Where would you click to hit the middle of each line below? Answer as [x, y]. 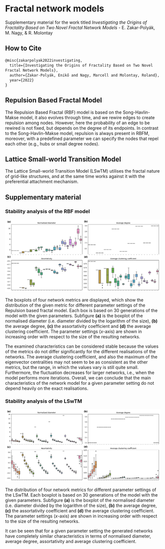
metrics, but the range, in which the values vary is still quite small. [72, 367]
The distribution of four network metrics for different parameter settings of [81, 490]
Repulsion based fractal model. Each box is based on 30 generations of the [82, 310]
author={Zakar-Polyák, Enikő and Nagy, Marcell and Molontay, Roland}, [85, 75]
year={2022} [22, 80]
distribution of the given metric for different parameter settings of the [75, 305]
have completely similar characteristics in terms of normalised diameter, [78, 536]
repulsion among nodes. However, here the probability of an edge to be [78, 123]
